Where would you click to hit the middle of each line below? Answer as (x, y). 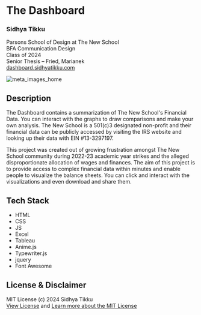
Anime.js (26, 247)
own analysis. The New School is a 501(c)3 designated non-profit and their (99, 125)
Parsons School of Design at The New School (63, 42)
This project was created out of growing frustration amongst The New (93, 150)
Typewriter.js (31, 253)
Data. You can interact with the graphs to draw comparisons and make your (100, 119)
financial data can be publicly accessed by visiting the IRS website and (94, 132)
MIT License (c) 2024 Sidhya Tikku (50, 299)
